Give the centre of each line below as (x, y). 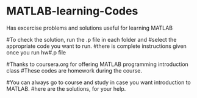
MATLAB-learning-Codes (72, 11)
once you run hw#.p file (36, 52)
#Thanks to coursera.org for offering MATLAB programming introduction (98, 64)
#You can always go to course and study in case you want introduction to (99, 82)
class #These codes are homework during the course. (74, 70)
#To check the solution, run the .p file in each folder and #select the (91, 39)
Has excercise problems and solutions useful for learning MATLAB (90, 28)
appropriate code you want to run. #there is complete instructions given (97, 46)
